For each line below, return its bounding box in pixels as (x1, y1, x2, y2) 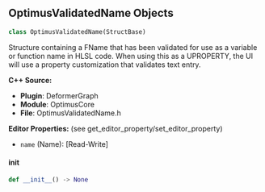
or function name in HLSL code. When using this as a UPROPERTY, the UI (8, 51, 254, 61)
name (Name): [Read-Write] (19, 139, 109, 148)
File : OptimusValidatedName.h (19, 108, 121, 118)
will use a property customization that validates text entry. (8, 60, 201, 69)
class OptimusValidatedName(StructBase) (8, 27, 147, 35)
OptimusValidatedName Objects (8, 6, 174, 20)
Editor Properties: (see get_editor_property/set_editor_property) (8, 123, 224, 133)
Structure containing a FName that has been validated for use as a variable (8, 42, 258, 52)
